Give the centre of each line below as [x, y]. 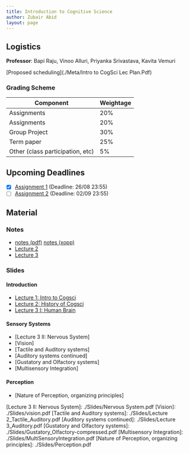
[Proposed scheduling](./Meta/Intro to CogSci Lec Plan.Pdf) [79, 72]
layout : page [22, 23]
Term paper [25, 142]
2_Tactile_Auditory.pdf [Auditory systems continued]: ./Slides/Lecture [91, 419]
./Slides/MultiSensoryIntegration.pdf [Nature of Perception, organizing [92, 438]
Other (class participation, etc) [52, 152]
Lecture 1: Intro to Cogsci [45, 298]
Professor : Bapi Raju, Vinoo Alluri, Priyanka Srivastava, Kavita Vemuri [91, 61]
